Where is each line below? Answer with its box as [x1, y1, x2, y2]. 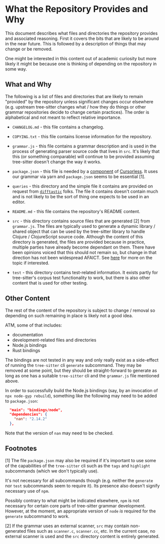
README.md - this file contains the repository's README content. [12, 208, 140, 214]
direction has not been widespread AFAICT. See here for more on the [12, 254, 153, 260]
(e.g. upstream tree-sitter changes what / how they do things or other [5, 104, 146, 109]
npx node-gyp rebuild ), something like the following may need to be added [5, 393, 157, 399]
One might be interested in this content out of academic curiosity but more [5, 55, 157, 61]
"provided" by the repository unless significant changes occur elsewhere [5, 99, 154, 105]
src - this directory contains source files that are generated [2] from [12, 218, 150, 224]
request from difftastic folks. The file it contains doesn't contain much [12, 188, 159, 194]
